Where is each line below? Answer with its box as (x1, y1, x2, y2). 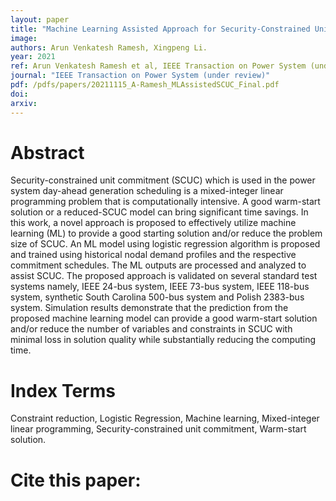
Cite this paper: (10, 469, 142, 491)
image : (10, 33, 38, 43)
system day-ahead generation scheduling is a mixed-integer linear (10, 185, 284, 197)
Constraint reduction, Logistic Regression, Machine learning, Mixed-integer (10, 412, 320, 425)
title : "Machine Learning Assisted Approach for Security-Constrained (10, 24, 311, 34)
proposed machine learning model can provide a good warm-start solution (10, 312, 318, 325)
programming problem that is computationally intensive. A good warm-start (10, 196, 321, 208)
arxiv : (10, 98, 38, 108)
